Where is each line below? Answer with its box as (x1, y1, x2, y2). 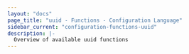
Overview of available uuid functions (13, 36, 129, 43)
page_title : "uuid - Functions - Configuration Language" (7, 17, 183, 24)
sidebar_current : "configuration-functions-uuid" (7, 23, 158, 30)
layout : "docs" (7, 10, 53, 18)
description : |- (7, 29, 55, 37)
